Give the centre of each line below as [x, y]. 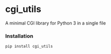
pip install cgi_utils [29, 46]
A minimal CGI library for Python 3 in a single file [55, 23]
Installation [19, 36]
